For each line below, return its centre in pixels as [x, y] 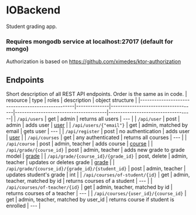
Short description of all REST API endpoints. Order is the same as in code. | [97, 94]
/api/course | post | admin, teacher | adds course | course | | [80, 144]
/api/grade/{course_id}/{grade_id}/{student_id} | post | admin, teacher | [96, 169]
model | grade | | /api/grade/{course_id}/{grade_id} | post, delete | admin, [97, 156]
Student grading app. [32, 26]
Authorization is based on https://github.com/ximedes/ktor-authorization [94, 61]
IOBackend [33, 10]
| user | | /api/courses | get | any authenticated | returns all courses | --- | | [97, 137]
